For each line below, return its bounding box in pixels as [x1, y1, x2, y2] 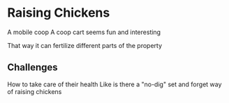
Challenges [7, 61, 58, 74]
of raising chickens [7, 87, 62, 95]
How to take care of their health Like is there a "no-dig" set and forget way [7, 80, 222, 88]
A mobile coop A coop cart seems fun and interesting [7, 28, 161, 36]
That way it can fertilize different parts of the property [7, 41, 163, 49]
